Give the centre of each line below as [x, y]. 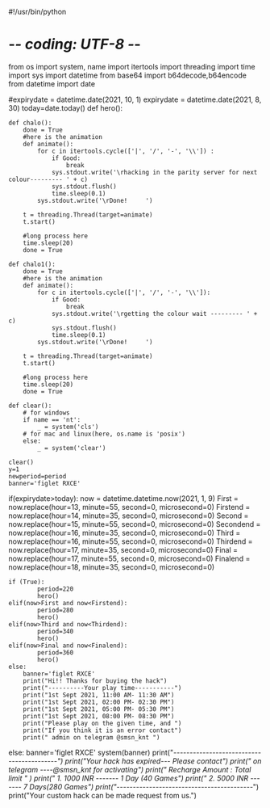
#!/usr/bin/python [37, 12]
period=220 [56, 589]
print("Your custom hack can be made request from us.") [103, 795]
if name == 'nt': [52, 419]
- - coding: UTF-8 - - [75, 44]
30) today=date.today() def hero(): [66, 107]
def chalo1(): [32, 264]
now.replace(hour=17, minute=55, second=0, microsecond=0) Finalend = [129, 558]
